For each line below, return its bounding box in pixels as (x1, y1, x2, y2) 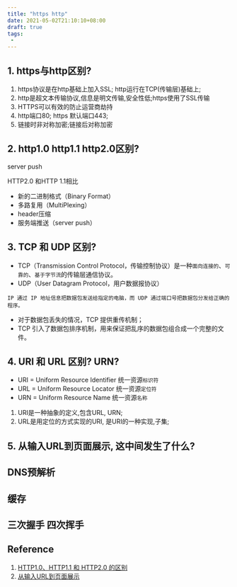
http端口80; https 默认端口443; (17, 111, 108, 120)
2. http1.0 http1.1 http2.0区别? (7, 143, 139, 155)
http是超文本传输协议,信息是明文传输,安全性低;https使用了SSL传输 (17, 93, 210, 102)
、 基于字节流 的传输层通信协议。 (28, 270, 117, 278)
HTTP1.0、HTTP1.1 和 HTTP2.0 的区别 (17, 563, 128, 571)
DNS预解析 (7, 467, 55, 479)
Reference (7, 543, 54, 556)
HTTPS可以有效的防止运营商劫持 (17, 102, 113, 110)
